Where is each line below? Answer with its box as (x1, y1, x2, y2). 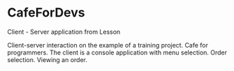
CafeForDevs (7, 5, 85, 21)
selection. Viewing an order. (7, 55, 87, 63)
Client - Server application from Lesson (7, 28, 121, 36)
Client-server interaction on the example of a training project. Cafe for (7, 41, 208, 49)
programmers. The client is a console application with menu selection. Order (7, 48, 228, 57)
